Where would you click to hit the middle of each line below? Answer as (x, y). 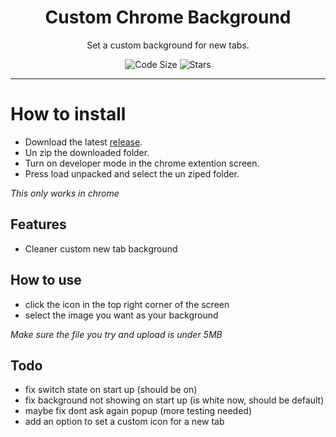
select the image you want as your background (121, 315)
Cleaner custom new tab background (101, 248)
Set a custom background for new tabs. (168, 45)
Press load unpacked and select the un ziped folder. (132, 173)
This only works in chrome (65, 193)
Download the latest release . (83, 142)
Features (38, 224)
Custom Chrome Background (168, 17)
